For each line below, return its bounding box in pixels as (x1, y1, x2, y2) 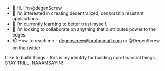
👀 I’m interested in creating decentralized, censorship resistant (12, 10, 144, 16)
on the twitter (12, 45, 41, 51)
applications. (12, 16, 39, 21)
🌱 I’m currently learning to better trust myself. (12, 21, 108, 27)
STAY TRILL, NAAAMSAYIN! (5, 60, 63, 66)
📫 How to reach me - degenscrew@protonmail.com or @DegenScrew (12, 38, 160, 43)
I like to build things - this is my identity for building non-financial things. (5, 55, 156, 60)
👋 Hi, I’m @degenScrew (12, 5, 62, 11)
